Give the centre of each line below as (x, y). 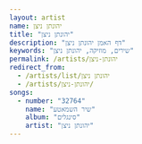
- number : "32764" (52, 101)
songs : (21, 92)
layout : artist (38, 17)
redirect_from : (38, 68)
